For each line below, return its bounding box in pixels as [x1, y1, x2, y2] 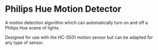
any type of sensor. [5, 39, 44, 45]
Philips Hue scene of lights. [5, 25, 60, 30]
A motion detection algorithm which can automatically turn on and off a [5, 20, 148, 25]
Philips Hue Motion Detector [5, 3, 121, 15]
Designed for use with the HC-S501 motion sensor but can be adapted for [5, 34, 153, 40]
